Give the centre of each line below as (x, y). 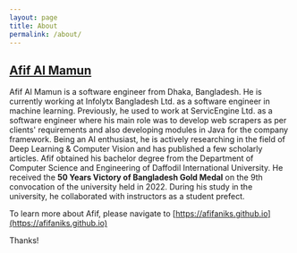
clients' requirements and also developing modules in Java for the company (149, 130)
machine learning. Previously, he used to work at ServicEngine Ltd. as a (141, 111)
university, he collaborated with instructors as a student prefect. (127, 197)
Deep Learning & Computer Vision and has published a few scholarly (136, 149)
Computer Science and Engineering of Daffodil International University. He (146, 168)
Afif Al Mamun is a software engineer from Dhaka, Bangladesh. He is (136, 92)
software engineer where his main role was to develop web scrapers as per (148, 121)
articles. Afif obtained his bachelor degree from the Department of (132, 158)
